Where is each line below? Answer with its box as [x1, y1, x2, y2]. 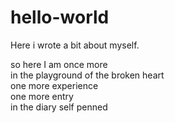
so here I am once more [10, 58, 108, 70]
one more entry [10, 90, 74, 102]
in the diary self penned [10, 101, 108, 113]
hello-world [10, 6, 110, 29]
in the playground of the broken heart [10, 69, 165, 81]
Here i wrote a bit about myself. [10, 39, 140, 51]
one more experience [10, 79, 99, 91]
